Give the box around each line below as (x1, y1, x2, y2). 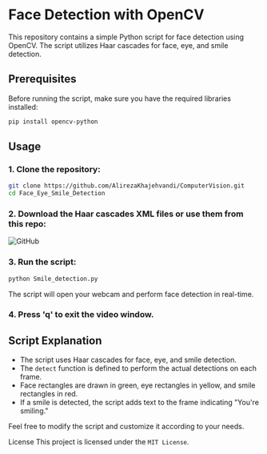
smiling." (19, 406, 49, 416)
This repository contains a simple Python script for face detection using (8, 32, 245, 42)
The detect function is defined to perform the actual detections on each (19, 364, 257, 373)
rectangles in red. (19, 389, 78, 399)
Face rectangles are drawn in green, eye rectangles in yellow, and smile (19, 380, 256, 390)
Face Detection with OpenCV (8, 6, 205, 24)
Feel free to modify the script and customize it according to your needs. (8, 422, 245, 432)
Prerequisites (8, 72, 77, 86)
